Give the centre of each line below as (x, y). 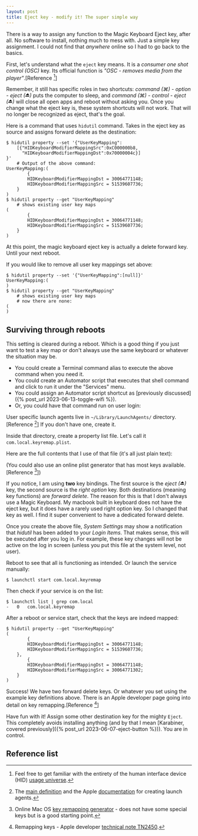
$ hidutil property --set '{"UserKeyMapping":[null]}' (75, 275)
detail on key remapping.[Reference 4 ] (52, 705)
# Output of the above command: (56, 164)
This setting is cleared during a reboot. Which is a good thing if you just (93, 344)
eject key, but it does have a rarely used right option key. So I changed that (97, 509)
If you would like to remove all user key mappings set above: (80, 265)
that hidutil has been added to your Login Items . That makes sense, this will (98, 533)
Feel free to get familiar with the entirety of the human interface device (100, 773)
